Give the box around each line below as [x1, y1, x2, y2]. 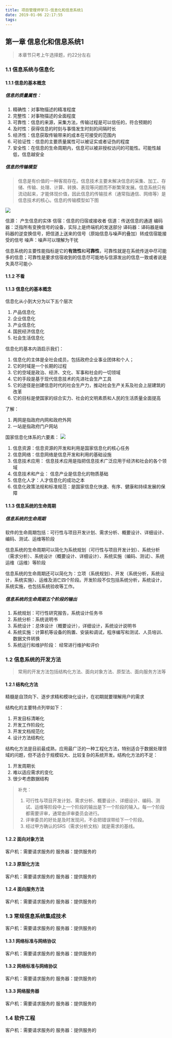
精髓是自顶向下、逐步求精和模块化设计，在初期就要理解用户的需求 [5, 694, 144, 700]
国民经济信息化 [12, 328, 45, 335]
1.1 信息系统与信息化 [5, 66, 55, 73]
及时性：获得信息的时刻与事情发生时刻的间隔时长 [12, 125, 116, 131]
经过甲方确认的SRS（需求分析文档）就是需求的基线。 [25, 823, 138, 829]
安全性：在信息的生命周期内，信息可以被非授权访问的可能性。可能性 [12, 145, 157, 151]
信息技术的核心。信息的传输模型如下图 [17, 197, 99, 203]
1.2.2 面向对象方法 [5, 836, 45, 842]
